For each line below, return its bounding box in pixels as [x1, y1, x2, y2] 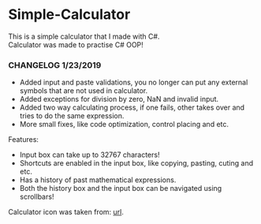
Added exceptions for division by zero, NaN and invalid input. [19, 95, 219, 104]
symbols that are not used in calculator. [19, 86, 148, 95]
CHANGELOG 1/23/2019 [8, 59, 102, 70]
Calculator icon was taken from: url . [8, 207, 125, 217]
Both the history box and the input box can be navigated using [19, 184, 222, 193]
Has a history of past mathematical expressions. [19, 175, 177, 185]
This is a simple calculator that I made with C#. [8, 32, 160, 41]
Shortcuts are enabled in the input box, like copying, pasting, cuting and [19, 159, 254, 168]
